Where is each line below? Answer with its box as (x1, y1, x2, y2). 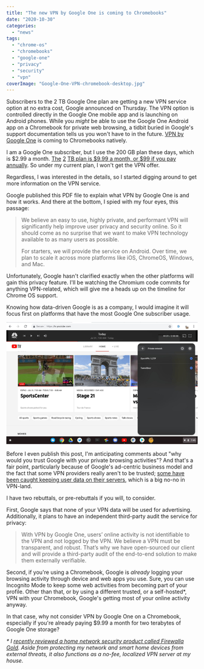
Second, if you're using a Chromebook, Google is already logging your (6, 568, 183, 576)
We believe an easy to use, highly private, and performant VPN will (21, 216, 188, 224)
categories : (6, 23, 36, 29)
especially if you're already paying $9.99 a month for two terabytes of (6, 619, 182, 626)
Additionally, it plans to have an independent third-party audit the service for (6, 512, 197, 520)
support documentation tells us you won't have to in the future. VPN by (6, 130, 184, 138)
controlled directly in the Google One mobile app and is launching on (6, 111, 178, 118)
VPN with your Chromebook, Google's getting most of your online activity (6, 594, 190, 601)
